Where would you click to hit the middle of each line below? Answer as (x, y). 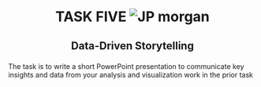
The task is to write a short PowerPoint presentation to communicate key (126, 66)
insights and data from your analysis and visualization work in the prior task (131, 74)
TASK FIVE (91, 17)
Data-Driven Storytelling (132, 46)
